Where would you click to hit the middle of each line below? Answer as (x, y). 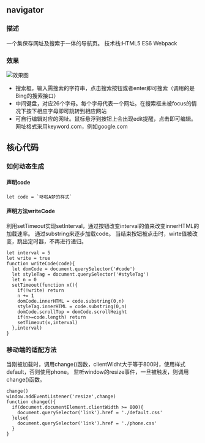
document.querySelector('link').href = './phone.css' (87, 423)
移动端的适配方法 (32, 350)
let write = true (28, 258)
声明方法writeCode (31, 211)
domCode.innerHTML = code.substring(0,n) (71, 301)
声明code (18, 182)
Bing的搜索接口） (37, 96)
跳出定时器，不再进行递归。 (52, 241)
